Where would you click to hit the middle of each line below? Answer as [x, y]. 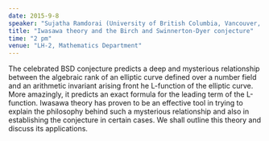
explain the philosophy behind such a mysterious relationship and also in [129, 112]
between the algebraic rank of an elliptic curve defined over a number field [132, 77]
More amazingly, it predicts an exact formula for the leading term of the [127, 94]
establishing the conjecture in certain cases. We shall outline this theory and [135, 120]
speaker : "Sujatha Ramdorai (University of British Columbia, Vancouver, [135, 23]
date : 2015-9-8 [34, 16]
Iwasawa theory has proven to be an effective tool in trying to [141, 103]
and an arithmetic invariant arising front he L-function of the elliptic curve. [131, 86]
